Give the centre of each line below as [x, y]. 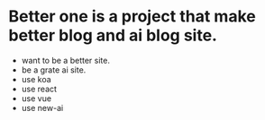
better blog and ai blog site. [113, 35]
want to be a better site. [65, 60]
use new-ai [42, 107]
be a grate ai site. [54, 70]
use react [39, 89]
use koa [36, 79]
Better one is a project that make [132, 17]
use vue [36, 98]
